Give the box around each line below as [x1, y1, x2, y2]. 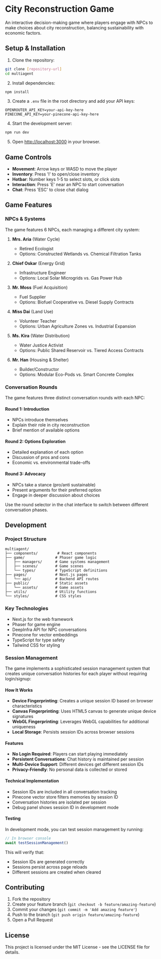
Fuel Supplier [19, 294, 46, 300]
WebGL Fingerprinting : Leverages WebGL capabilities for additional [12, 719, 149, 724]
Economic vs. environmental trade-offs [12, 459, 90, 465]
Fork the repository [12, 896, 51, 902]
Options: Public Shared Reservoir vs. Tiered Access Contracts [19, 347, 144, 353]
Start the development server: [12, 121, 72, 127]
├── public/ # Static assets [5, 581, 89, 586]
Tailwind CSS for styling [12, 642, 60, 648]
